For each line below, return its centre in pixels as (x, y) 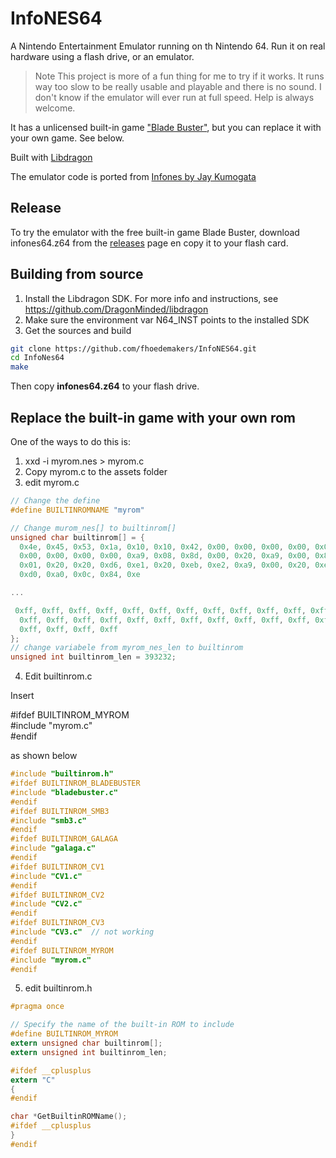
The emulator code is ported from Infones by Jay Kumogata (133, 176)
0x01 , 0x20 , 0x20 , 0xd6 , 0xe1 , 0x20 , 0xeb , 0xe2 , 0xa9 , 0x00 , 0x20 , (165, 565)
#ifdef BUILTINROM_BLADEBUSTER (75, 783)
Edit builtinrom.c (58, 676)
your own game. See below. (67, 138)
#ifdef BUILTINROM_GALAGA (64, 839)
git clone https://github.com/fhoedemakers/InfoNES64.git (133, 348)
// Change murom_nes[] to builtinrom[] (93, 528)
